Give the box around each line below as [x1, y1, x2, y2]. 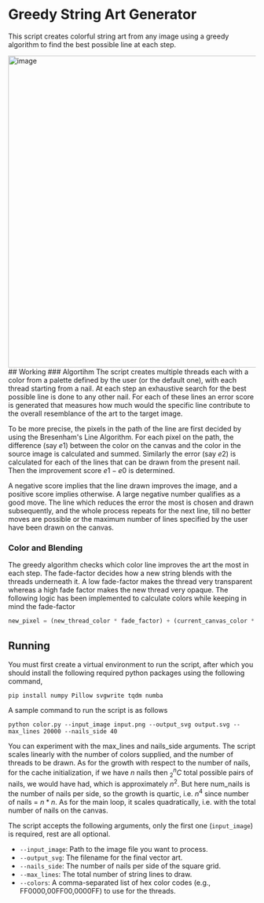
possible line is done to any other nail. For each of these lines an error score [8, 391, 255, 402]
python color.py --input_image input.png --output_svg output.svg [8, 721, 230, 729]
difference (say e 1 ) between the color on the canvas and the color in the [8, 440, 241, 450]
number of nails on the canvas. [8, 806, 108, 815]
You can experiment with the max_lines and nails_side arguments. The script [8, 741, 256, 751]
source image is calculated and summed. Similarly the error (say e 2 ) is [8, 449, 236, 458]
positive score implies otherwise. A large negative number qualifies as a [8, 489, 241, 498]
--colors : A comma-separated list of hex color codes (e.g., [19, 878, 211, 887]
